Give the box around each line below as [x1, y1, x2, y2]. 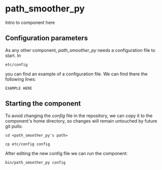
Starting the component [5, 99, 81, 108]
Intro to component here [5, 19, 55, 25]
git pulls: [5, 123, 23, 129]
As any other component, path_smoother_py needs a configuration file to [5, 47, 156, 53]
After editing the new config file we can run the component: [5, 150, 128, 156]
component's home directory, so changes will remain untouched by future [5, 118, 158, 124]
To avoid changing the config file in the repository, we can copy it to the [5, 113, 153, 119]
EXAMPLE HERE [5, 86, 32, 91]
